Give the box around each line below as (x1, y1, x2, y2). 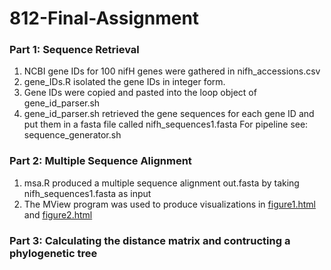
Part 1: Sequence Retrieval (9, 43, 140, 57)
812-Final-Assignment (9, 7, 200, 30)
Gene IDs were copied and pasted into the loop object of (23, 87, 257, 99)
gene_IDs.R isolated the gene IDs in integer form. (23, 76, 226, 88)
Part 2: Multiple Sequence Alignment (9, 154, 192, 168)
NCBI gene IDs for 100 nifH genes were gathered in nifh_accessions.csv (23, 65, 321, 77)
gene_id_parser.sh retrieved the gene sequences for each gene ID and (23, 108, 315, 120)
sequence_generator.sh (23, 129, 122, 141)
